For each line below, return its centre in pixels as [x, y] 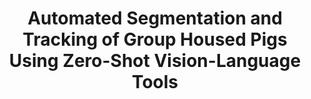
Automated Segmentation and [155, 18]
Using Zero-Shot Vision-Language [155, 61]
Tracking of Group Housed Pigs [155, 39]
